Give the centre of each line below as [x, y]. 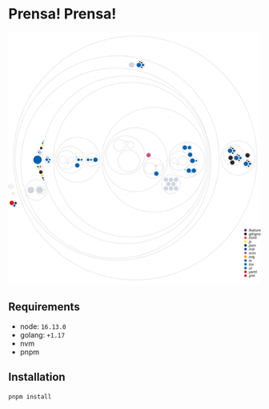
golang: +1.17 [42, 334]
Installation [37, 377]
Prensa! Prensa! [62, 14]
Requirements [44, 307]
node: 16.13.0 [43, 326]
